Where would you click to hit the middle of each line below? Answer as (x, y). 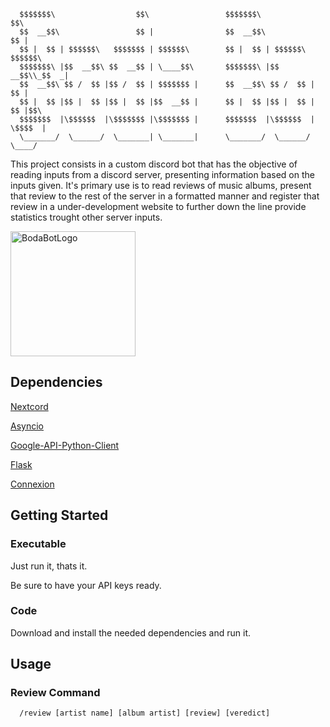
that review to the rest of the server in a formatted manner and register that (165, 196)
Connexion (32, 484)
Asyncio (27, 426)
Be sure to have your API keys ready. (86, 585)
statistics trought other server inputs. (86, 217)
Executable (38, 544)
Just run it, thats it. (49, 566)
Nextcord (29, 406)
